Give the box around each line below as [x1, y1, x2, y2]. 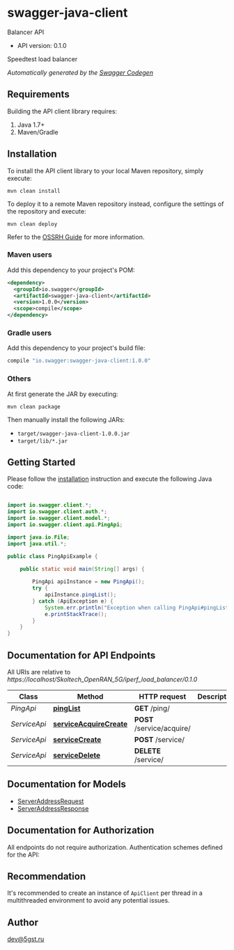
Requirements [7, 88, 70, 100]
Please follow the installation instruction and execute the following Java [7, 475, 212, 483]
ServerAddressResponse [17, 804, 89, 812]
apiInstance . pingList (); [44, 592, 117, 599]
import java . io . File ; [7, 534, 70, 541]
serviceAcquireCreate [53, 719, 127, 729]
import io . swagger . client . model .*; [7, 515, 111, 522]
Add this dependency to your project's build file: [7, 344, 146, 352]
